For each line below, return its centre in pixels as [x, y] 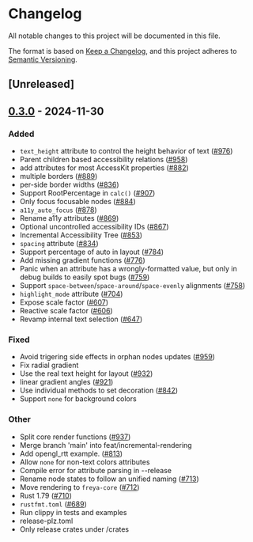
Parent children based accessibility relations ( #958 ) [104, 160]
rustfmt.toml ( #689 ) [53, 504]
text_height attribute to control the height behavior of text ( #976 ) [126, 151]
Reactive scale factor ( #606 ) [66, 311]
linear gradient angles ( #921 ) [66, 382]
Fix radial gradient [49, 366]
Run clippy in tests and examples [73, 512]
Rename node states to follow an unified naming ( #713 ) [109, 479]
